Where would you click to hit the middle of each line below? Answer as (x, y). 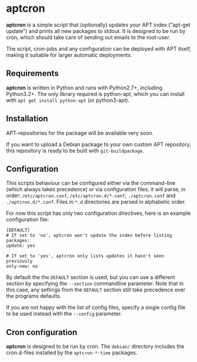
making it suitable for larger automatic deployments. (69, 55)
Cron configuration (42, 332)
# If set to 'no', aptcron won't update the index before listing (89, 235)
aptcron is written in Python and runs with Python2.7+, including (84, 88)
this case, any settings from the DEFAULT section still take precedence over (96, 290)
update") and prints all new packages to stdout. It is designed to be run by (96, 31)
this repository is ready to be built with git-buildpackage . (75, 150)
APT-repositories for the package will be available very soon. (80, 133)
